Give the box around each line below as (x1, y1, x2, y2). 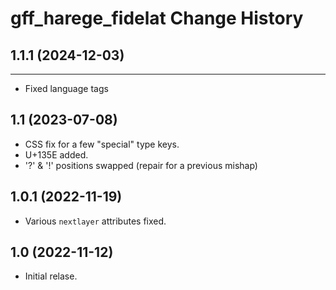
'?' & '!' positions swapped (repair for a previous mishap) (24, 159, 258, 171)
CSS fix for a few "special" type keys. (24, 138, 180, 150)
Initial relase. (24, 270, 78, 282)
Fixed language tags (24, 83, 109, 94)
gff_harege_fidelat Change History (10, 7, 304, 30)
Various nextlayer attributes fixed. (24, 215, 167, 227)
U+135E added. (24, 148, 89, 161)
